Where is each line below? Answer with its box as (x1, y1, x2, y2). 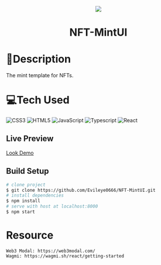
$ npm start (6, 209, 35, 215)
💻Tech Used (6, 94, 70, 107)
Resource (6, 229, 54, 242)
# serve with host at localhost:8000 (6, 204, 98, 209)
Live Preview (6, 134, 54, 144)
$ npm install (6, 198, 41, 204)
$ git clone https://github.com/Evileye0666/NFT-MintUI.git (6, 187, 156, 193)
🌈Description (6, 53, 71, 66)
